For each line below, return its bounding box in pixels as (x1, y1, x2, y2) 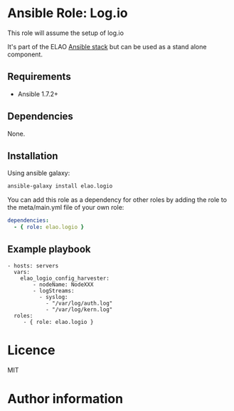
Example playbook (7, 243, 91, 255)
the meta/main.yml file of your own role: (7, 203, 124, 212)
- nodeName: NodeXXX (33, 280, 94, 288)
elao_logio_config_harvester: (20, 275, 110, 282)
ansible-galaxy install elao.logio (7, 183, 113, 190)
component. (7, 50, 43, 59)
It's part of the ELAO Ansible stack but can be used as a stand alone (7, 42, 207, 51)
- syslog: (38, 293, 69, 300)
